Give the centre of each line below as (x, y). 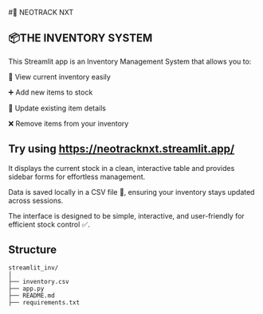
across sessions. (36, 200)
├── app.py (26, 289)
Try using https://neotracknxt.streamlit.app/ (122, 149)
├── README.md (32, 296)
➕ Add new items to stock (51, 92)
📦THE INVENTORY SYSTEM (80, 39)
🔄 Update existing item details (57, 108)
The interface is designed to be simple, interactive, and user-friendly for (126, 215)
